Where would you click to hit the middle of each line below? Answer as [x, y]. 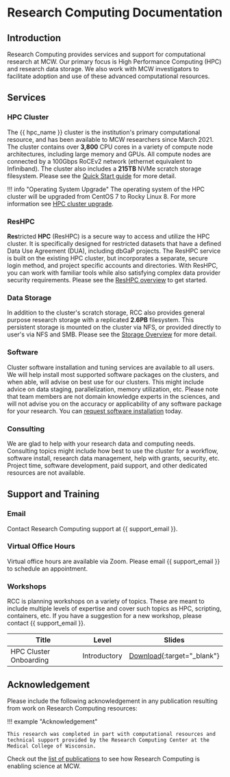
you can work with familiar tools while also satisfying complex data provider [114, 273]
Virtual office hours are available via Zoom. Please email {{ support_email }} [114, 561]
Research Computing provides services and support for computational [106, 54]
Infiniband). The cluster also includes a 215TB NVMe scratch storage [104, 169]
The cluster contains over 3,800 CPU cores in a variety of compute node [110, 147]
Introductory [102, 656]
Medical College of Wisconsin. [52, 746]
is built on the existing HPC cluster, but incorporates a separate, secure [107, 258]
